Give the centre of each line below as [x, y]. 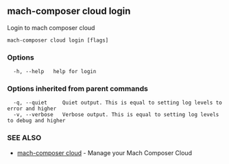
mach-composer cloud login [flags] [58, 40]
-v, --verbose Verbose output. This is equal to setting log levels [116, 115]
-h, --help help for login [55, 72]
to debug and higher [37, 121]
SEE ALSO [24, 138]
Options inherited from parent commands [78, 89]
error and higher [32, 109]
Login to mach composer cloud [51, 27]
